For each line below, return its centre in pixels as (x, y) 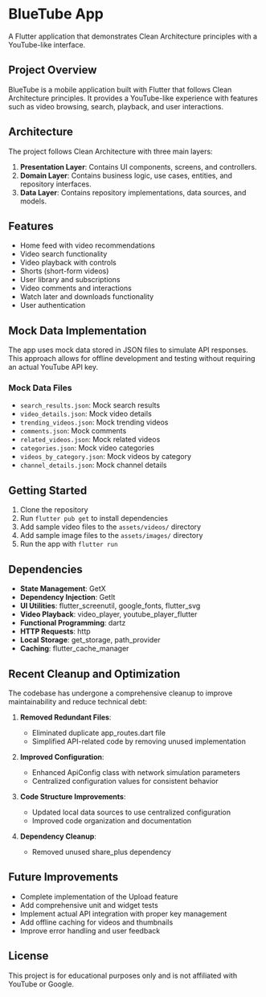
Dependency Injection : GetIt (68, 597)
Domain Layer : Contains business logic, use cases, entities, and (126, 175)
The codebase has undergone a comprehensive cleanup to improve (121, 693)
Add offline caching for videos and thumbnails (96, 922)
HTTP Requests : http (55, 631)
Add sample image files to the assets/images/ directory (111, 535)
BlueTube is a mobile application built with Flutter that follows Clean (120, 89)
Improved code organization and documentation (112, 820)
